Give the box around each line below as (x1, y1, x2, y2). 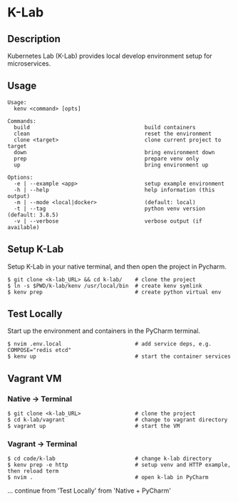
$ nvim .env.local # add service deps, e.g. (7, 341, 212, 348)
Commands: (7, 117, 37, 125)
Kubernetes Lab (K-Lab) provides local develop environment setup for (7, 51, 212, 60)
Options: (7, 174, 33, 181)
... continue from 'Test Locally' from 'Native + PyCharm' (7, 486, 171, 495)
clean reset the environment (14, 130, 212, 137)
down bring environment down (14, 149, 215, 156)
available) (7, 224, 40, 231)
